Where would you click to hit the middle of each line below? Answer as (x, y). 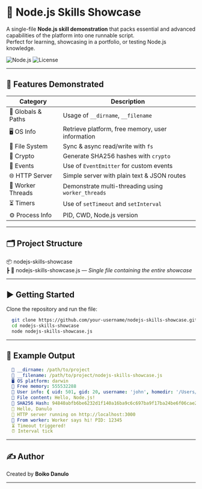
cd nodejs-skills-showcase (45, 326)
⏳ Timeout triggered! (39, 426)
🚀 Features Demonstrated (55, 85)
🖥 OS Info (23, 132)
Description (128, 101)
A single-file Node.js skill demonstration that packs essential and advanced (101, 29)
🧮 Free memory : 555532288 (44, 387)
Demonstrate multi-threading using (113, 186)
